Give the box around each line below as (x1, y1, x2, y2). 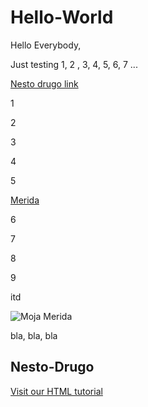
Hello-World (10, 6, 114, 29)
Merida (10, 194, 40, 206)
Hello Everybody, (10, 39, 82, 51)
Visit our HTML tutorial (10, 385, 103, 397)
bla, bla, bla (10, 329, 58, 341)
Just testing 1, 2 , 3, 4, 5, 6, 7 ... (10, 58, 138, 70)
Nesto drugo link (10, 77, 79, 90)
